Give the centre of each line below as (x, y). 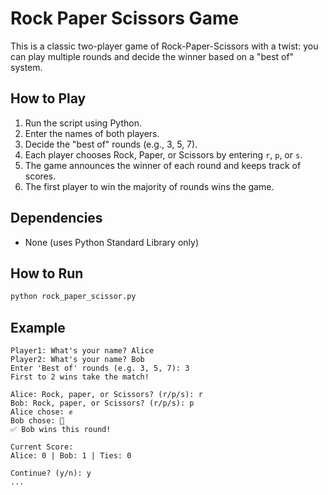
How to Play (48, 98)
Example (38, 327)
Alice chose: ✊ (41, 412)
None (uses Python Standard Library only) (112, 242)
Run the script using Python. (83, 123)
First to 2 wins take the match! (80, 377)
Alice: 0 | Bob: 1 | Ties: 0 (71, 456)
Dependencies (56, 218)
